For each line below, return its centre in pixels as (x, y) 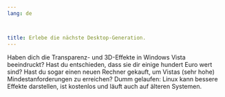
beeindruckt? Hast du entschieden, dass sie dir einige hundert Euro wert (110, 64)
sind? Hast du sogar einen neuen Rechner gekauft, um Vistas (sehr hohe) (111, 72)
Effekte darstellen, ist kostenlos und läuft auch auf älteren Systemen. (105, 86)
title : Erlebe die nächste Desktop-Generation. (77, 38)
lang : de (20, 13)
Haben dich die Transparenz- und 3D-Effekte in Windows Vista (96, 57)
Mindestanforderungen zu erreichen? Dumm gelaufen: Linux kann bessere (112, 79)
